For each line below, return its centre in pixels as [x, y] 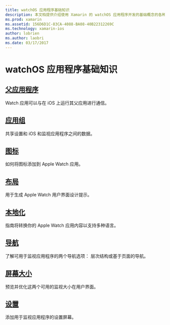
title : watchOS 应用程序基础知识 [37, 10]
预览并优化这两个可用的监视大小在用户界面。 [52, 287]
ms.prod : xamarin [24, 19]
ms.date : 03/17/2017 [27, 43]
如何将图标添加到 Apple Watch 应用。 [44, 164]
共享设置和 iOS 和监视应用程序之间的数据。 [50, 133]
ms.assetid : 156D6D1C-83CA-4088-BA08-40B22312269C [60, 24]
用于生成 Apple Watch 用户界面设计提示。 [49, 195]
